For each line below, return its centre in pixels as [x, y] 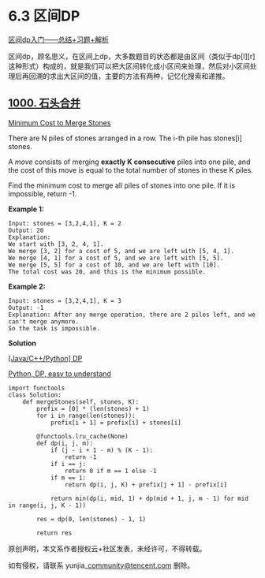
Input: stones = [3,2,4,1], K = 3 [65, 300]
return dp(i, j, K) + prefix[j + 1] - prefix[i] [146, 485]
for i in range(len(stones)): [86, 416]
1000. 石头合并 [45, 103]
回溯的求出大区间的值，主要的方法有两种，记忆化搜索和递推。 [129, 76]
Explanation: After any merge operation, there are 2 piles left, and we [132, 315]
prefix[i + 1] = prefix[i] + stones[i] [116, 423]
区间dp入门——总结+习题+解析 [58, 39]
